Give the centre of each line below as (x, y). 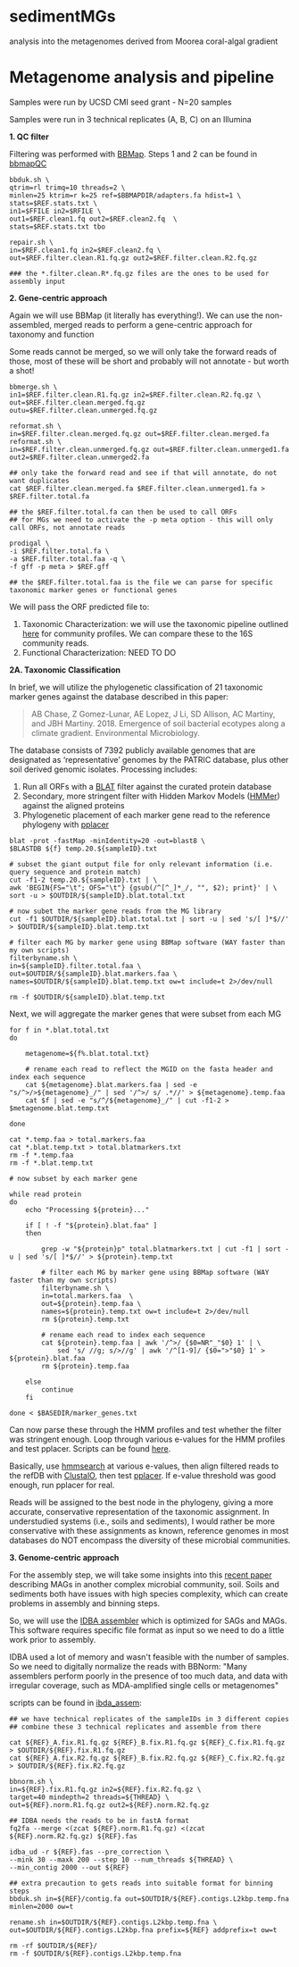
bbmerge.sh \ (33, 387)
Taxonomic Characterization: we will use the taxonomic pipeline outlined (155, 624)
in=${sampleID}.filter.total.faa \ (75, 966)
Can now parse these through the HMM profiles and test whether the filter (145, 1429)
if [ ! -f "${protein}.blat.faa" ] (91, 1226)
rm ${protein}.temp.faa (85, 1366)
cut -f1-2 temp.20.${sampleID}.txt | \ (83, 880)
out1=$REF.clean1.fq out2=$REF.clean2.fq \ (93, 219)
